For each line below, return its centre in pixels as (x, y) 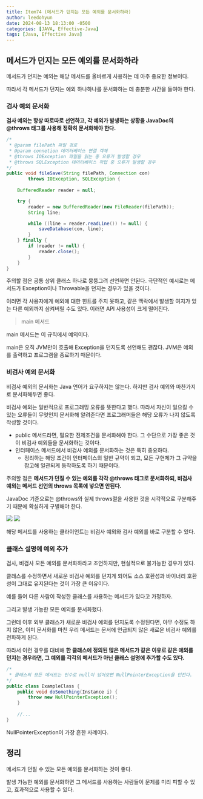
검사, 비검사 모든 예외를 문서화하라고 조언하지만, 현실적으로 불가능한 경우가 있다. (101, 563)
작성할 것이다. (23, 422)
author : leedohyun (29, 18)
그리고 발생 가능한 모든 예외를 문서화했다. (55, 609)
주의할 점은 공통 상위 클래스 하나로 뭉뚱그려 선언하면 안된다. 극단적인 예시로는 (98, 281)
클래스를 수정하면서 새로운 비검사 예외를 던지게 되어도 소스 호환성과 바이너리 (96, 576)
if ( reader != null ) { (57, 246)
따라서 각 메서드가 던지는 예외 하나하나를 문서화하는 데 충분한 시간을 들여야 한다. (101, 89)
